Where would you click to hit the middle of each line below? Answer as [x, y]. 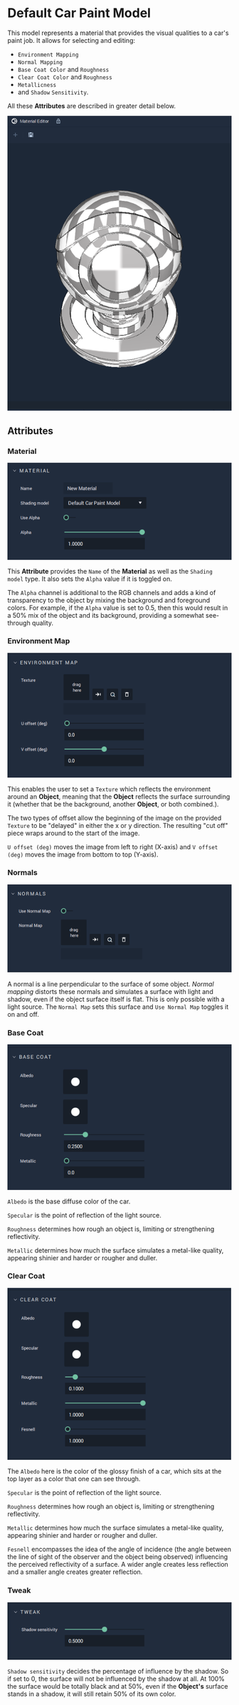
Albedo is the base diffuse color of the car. [69, 1201]
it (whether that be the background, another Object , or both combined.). [113, 804]
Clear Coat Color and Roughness [65, 77]
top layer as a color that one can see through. [74, 1479]
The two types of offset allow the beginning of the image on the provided [115, 818]
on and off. [23, 1015]
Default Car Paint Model [79, 13]
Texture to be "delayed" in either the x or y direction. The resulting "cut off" [118, 825]
